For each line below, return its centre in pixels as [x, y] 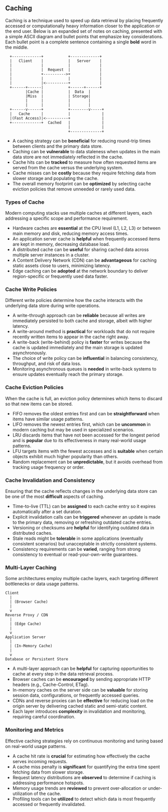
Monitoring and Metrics [35, 730]
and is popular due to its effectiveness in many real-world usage [79, 440]
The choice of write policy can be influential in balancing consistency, [85, 358]
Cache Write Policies [31, 289]
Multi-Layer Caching [31, 568]
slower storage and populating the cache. [55, 178]
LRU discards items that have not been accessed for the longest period [86, 435]
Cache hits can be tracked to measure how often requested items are [84, 162]
